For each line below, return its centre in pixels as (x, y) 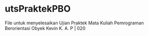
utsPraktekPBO (38, 9)
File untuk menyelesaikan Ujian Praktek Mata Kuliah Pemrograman (74, 23)
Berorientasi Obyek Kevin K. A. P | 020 (45, 28)
